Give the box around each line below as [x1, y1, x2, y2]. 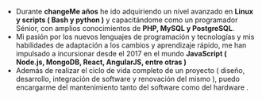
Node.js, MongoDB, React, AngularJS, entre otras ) [15, 57, 187, 67]
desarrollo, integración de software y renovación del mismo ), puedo [15, 75, 241, 83]
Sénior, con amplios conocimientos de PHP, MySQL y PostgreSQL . [15, 24, 235, 33]
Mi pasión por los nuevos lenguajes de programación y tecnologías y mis [15, 32, 255, 41]
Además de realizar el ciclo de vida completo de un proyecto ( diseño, [15, 66, 245, 75]
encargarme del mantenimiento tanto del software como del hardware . [15, 83, 249, 92]
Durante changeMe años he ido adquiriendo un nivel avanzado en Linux [15, 7, 254, 16]
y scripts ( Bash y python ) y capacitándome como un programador [15, 15, 238, 25]
